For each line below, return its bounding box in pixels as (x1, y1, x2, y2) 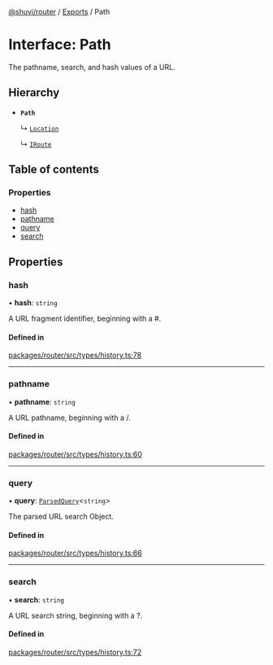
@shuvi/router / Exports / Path (8, 7, 110, 16)
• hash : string (8, 298, 58, 308)
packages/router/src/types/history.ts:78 (8, 350, 142, 361)
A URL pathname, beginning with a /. (8, 413, 132, 422)
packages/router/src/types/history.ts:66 (8, 549, 142, 558)
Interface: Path (8, 36, 111, 54)
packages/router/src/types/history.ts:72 (8, 647, 142, 657)
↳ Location (19, 123, 59, 133)
